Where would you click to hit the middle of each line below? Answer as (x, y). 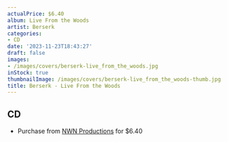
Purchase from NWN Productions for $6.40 (80, 131)
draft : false (26, 53)
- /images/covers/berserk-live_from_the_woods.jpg (83, 66)
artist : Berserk (31, 27)
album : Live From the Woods (48, 20)
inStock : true (28, 72)
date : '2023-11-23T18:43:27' (50, 46)
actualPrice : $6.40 (36, 14)
